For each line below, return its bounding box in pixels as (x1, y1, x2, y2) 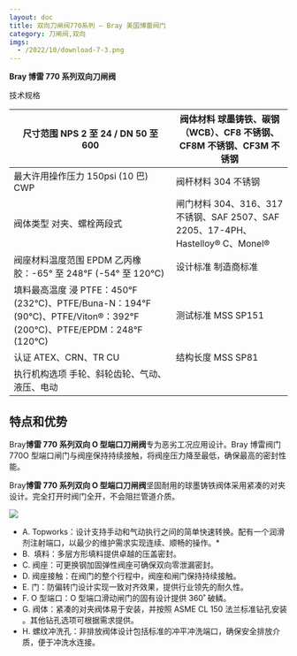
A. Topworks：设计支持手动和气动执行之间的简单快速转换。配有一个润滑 (21, 526, 286, 537)
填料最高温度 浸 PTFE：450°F (13, 284, 139, 296)
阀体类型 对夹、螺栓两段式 (13, 217, 123, 230)
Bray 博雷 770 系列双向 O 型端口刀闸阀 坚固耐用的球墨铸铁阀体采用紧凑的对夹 (9, 479, 286, 491)
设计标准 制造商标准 (175, 261, 258, 273)
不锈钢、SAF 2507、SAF (175, 211, 280, 224)
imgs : (9, 37, 29, 47)
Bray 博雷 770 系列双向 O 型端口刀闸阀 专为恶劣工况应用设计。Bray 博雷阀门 (9, 439, 281, 449)
